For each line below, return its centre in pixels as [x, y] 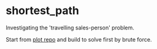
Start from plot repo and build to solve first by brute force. [79, 39]
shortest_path [43, 11]
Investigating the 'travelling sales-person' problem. [70, 28]
